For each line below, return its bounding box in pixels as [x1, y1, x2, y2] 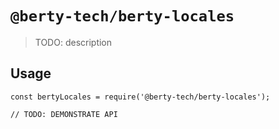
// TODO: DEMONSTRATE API [10, 109, 118, 119]
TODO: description [34, 36, 113, 48]
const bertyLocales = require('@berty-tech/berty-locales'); [10, 92, 271, 102]
